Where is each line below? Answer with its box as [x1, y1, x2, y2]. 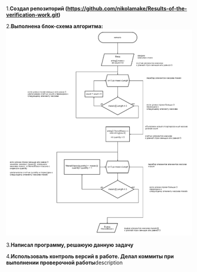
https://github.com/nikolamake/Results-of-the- [67, 5, 188, 12]
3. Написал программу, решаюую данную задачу [6, 241, 134, 248]
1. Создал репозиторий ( [6, 5, 68, 12]
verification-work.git [6, 11, 59, 18]
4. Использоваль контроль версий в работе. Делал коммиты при [6, 253, 174, 260]
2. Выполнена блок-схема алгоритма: [6, 23, 103, 30]
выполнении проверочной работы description [6, 259, 123, 266]
